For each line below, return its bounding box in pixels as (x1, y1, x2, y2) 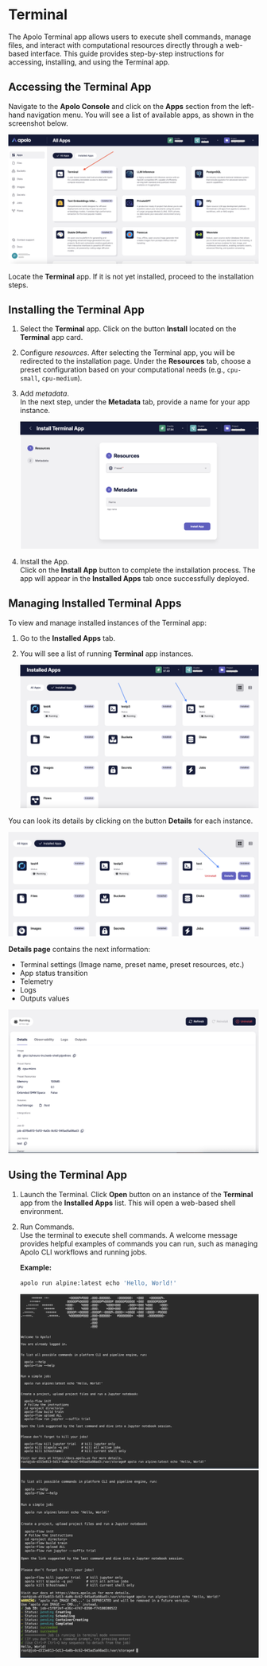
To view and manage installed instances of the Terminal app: (8, 618, 207, 627)
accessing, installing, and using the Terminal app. (8, 57, 170, 67)
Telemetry (19, 977, 53, 986)
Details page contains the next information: (8, 944, 151, 954)
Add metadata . (19, 388, 70, 399)
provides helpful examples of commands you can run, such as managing (19, 1239, 258, 1248)
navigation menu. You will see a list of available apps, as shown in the (26, 110, 254, 119)
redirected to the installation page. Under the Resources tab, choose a (19, 357, 252, 366)
